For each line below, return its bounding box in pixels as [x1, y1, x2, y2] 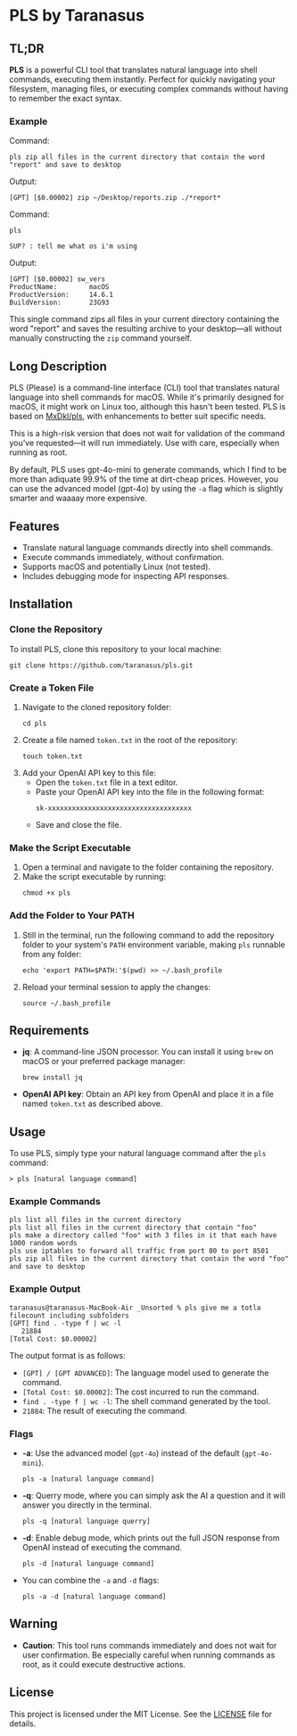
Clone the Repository [9, 624, 103, 636]
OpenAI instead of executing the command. [21, 1542, 183, 1553]
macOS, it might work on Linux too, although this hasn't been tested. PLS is [9, 401, 286, 412]
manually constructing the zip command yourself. [9, 333, 192, 343]
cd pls [21, 719, 47, 728]
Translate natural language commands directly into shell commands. [21, 541, 274, 553]
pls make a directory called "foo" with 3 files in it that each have [9, 1231, 277, 1240]
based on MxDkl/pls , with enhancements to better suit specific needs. [9, 411, 267, 422]
